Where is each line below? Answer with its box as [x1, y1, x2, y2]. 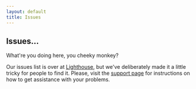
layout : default [6, 8, 46, 15]
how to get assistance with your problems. [6, 76, 110, 83]
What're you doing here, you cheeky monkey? [6, 52, 119, 59]
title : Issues [6, 14, 42, 20]
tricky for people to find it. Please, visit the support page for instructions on [6, 69, 190, 77]
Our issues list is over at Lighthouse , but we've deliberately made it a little [6, 63, 186, 71]
